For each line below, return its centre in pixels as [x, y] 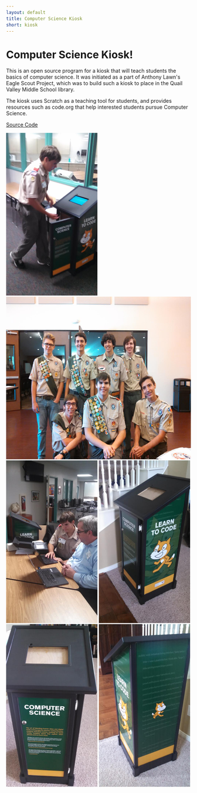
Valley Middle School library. [40, 90]
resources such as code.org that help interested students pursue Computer [97, 107]
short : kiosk [22, 25]
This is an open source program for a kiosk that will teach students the [91, 71]
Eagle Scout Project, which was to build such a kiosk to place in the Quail [94, 83]
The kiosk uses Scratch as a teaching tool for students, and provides [89, 101]
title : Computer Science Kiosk [44, 19]
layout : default [26, 12]
